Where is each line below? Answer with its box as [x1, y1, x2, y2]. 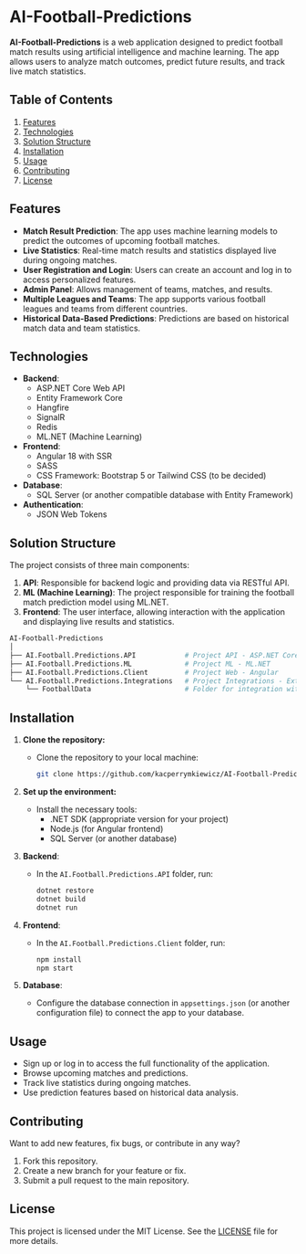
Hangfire [36, 402, 70, 413]
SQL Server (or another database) [49, 833, 178, 844]
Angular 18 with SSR [36, 450, 112, 462]
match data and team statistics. [22, 322, 141, 333]
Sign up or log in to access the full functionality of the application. [22, 1058, 270, 1070]
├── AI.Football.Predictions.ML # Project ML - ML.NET [9, 659, 271, 669]
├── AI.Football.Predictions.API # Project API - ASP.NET [9, 650, 280, 659]
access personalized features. [22, 274, 137, 285]
